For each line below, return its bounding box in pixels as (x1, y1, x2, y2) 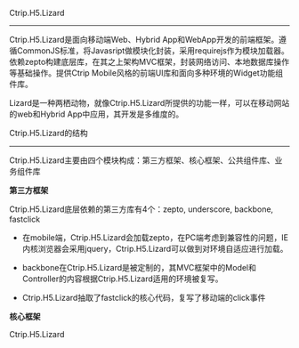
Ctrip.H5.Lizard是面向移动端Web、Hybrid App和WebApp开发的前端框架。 (9, 35, 279, 45)
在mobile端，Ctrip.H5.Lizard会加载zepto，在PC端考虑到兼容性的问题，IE (21, 232, 289, 243)
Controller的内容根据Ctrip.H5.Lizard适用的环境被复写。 (21, 273, 224, 284)
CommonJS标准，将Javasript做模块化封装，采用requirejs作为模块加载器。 (16, 45, 289, 56)
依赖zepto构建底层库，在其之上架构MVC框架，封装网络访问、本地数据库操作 (9, 57, 290, 67)
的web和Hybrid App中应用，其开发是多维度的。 (9, 109, 184, 119)
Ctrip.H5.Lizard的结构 (9, 128, 89, 138)
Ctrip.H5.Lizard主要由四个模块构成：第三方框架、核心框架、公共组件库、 (9, 155, 276, 166)
